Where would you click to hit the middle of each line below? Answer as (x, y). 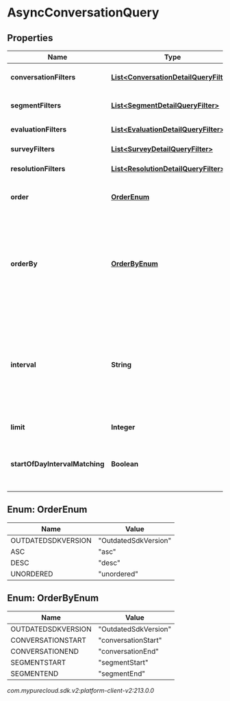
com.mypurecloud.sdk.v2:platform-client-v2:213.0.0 (81, 690)
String (122, 365)
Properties (30, 38)
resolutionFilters (38, 169)
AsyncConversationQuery (83, 13)
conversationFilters (43, 77)
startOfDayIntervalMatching (57, 464)
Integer (123, 427)
